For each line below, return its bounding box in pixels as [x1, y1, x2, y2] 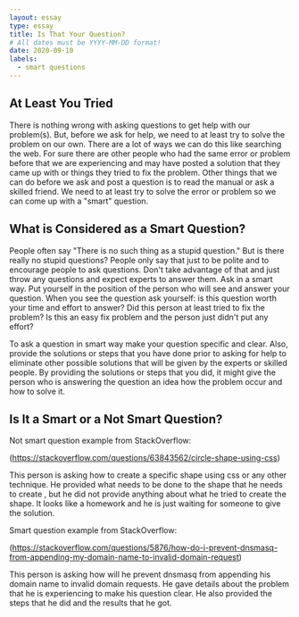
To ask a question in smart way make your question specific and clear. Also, [9, 338, 288, 349]
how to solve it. [9, 386, 65, 396]
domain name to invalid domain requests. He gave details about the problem [9, 579, 290, 589]
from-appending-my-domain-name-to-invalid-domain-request [9, 552, 239, 563]
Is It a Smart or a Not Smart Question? [9, 412, 223, 427]
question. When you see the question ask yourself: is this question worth [9, 292, 277, 304]
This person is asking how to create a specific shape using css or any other [9, 470, 287, 480]
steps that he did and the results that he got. [9, 597, 172, 608]
